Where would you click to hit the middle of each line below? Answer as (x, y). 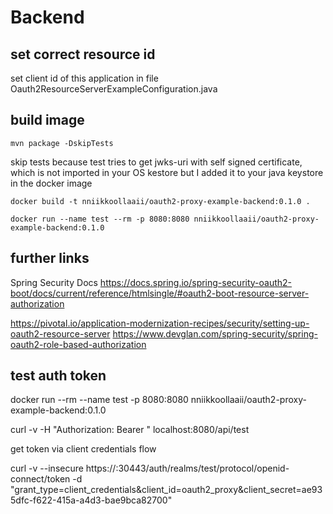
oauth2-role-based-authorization (78, 344)
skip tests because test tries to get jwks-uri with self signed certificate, (156, 162)
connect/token (40, 479)
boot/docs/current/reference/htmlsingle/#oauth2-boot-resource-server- (160, 293)
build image (47, 120)
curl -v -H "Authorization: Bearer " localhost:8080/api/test (130, 430)
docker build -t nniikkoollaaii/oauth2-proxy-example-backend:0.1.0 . (160, 201)
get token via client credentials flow (83, 449)
